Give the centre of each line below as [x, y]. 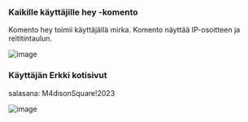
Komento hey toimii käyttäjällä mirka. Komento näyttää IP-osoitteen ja [124, 30]
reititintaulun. [30, 38]
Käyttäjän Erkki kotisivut [58, 76]
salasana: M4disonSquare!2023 [62, 93]
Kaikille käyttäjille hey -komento [73, 12]
